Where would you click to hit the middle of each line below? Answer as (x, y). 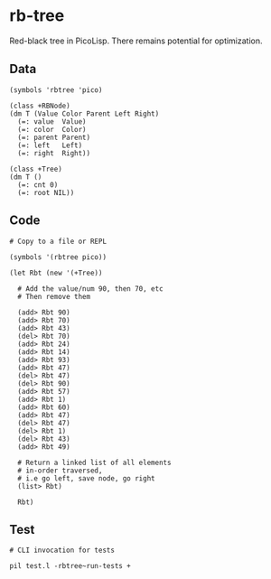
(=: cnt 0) (38, 185)
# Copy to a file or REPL (58, 241)
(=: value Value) (52, 121)
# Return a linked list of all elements (94, 462)
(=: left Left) (50, 145)
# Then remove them (54, 296)
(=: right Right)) (54, 153)
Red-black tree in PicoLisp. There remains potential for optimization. (136, 41)
